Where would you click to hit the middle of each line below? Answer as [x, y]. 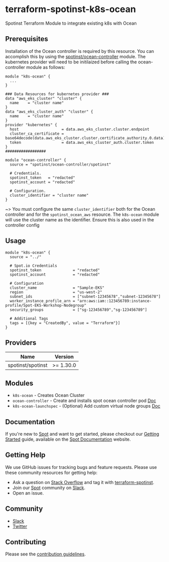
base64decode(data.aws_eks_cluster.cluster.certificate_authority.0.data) [85, 138]
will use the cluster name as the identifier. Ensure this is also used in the [80, 219]
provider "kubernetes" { [31, 125]
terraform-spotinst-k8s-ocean [71, 9]
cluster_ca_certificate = [37, 134]
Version [64, 357]
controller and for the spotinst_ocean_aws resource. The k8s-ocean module [82, 214]
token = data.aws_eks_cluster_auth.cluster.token [82, 142]
